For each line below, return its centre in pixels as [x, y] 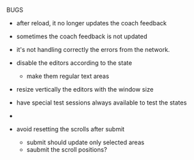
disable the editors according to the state [74, 63]
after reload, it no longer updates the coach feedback [91, 23]
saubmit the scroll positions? [67, 149]
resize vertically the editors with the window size [85, 89]
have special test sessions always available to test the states [101, 103]
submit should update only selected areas [85, 142]
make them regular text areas [68, 76]
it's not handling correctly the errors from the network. [93, 50]
